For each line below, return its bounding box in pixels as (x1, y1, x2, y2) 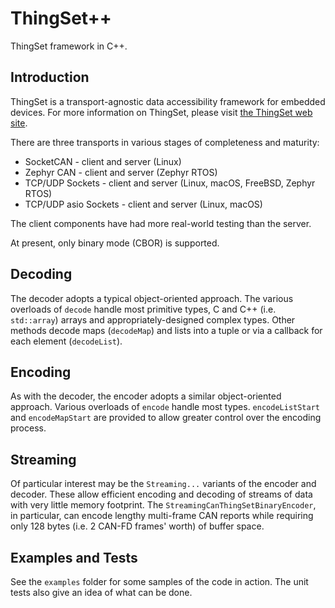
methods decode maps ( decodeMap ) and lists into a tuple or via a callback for (10, 324, 323, 336)
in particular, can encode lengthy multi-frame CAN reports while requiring (10, 510, 314, 522)
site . (10, 117, 28, 129)
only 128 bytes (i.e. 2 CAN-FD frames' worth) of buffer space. (10, 520, 265, 532)
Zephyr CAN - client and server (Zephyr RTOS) (24, 166, 218, 178)
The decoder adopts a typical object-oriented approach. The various (10, 292, 294, 304)
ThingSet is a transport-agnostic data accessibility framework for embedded (10, 95, 326, 107)
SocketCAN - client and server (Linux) (24, 155, 182, 167)
